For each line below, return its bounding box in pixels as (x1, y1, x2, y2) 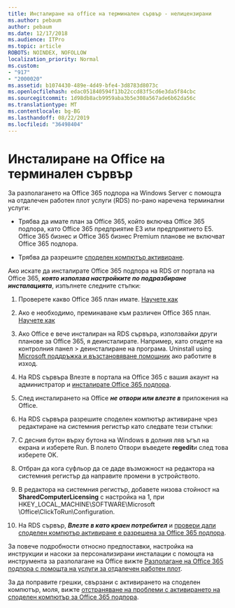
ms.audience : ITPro (8, 36, 65, 43)
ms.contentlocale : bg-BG (8, 108, 80, 115)
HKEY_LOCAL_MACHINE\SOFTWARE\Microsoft (17, 500, 155, 509)
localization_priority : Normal (8, 56, 99, 63)
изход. (17, 360, 38, 368)
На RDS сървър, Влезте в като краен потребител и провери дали (17, 521, 216, 530)
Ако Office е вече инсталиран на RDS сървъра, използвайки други (17, 330, 218, 338)
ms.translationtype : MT (8, 101, 78, 108)
